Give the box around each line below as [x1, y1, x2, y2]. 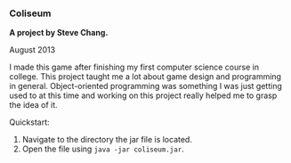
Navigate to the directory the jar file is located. [21, 134, 193, 145]
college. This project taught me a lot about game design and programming [9, 71, 282, 82]
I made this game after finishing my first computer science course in [9, 61, 260, 73]
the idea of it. [9, 100, 58, 110]
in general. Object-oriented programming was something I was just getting [9, 81, 282, 92]
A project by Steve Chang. [9, 28, 109, 38]
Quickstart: [9, 117, 51, 127]
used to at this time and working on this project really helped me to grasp [9, 90, 278, 101]
